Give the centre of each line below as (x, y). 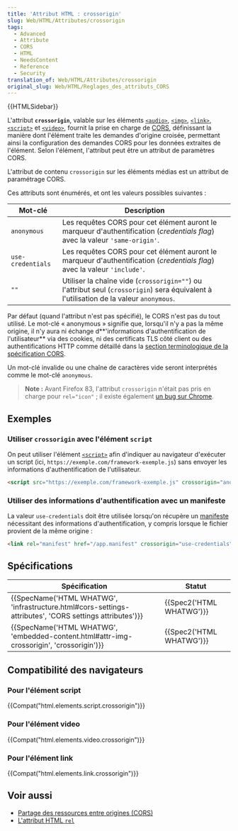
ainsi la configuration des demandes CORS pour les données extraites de (114, 143)
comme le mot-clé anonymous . (50, 375)
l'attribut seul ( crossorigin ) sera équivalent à (137, 290)
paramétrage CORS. (36, 179)
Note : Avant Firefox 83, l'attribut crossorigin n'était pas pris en (118, 389)
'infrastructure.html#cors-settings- (70, 607)
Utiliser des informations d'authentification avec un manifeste (117, 501)
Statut (196, 586)
